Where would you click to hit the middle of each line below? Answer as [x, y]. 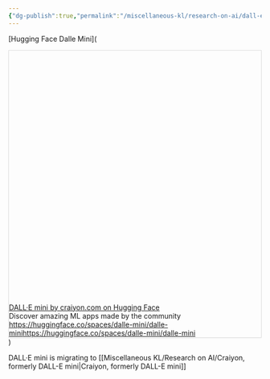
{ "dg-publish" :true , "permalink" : [64, 16]
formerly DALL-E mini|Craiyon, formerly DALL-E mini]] [97, 366]
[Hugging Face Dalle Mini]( [53, 39]
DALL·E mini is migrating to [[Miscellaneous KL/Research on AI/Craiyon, [127, 357]
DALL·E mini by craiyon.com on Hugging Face [84, 307]
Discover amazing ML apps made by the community [95, 315]
